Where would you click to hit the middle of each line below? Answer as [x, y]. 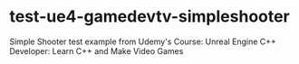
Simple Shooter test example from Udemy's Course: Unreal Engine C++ [143, 41]
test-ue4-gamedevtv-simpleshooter [149, 17]
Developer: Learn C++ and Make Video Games [96, 50]
